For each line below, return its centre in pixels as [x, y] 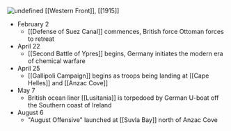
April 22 [29, 46]
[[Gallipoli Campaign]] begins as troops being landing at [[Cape [118, 76]
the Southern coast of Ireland [70, 105]
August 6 [30, 112]
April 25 [29, 68]
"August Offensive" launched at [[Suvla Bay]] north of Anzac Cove [122, 120]
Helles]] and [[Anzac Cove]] [68, 83]
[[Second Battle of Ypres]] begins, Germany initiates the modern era [126, 53]
